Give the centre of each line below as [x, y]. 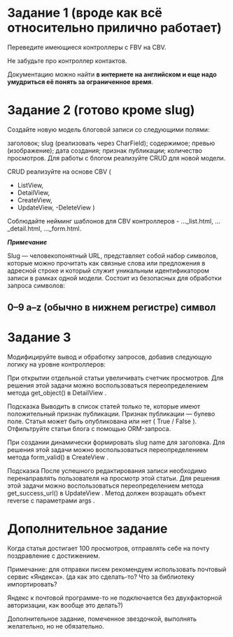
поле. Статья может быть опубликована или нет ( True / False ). [102, 421]
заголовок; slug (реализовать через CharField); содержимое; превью [111, 143]
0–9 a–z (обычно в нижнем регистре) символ [112, 307]
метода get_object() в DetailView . [57, 393]
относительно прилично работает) [114, 28]
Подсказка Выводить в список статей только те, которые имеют [104, 406]
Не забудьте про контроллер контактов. [67, 60]
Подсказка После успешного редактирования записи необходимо [107, 471]
